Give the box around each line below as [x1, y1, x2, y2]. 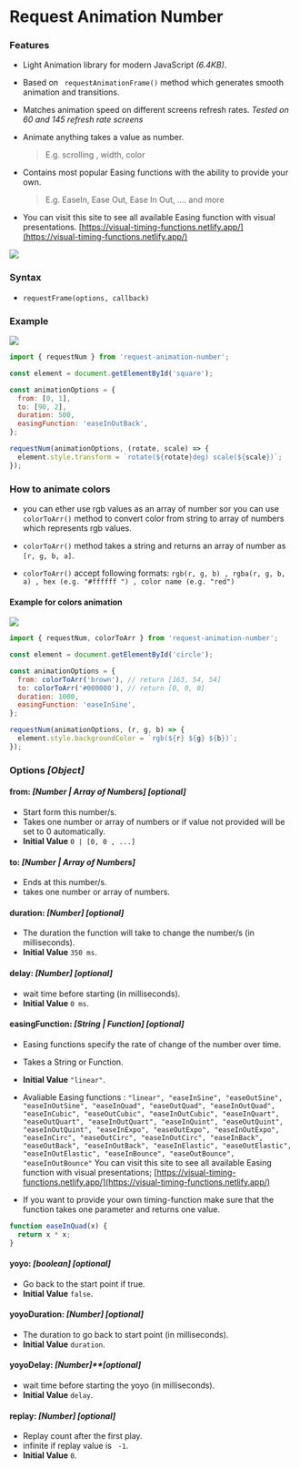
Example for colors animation [9, 596, 123, 607]
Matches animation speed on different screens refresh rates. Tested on [22, 105, 289, 116]
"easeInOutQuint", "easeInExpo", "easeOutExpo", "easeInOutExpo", [22, 1125, 280, 1135]
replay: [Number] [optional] [9, 1410, 116, 1422]
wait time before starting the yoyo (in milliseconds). [22, 1380, 215, 1391]
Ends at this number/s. [22, 877, 107, 888]
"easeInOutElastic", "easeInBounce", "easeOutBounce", [22, 1149, 235, 1158]
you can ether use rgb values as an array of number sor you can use [22, 504, 280, 514]
